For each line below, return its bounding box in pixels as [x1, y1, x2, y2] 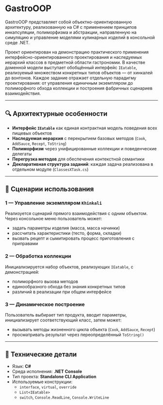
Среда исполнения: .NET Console [12, 368, 82, 374]
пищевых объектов [12, 130, 52, 136]
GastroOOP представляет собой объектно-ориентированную [5, 19, 132, 25]
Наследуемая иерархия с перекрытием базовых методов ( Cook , [12, 135, 147, 141]
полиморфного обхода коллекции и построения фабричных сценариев [5, 85, 153, 91]
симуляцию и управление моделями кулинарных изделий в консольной [5, 35, 155, 40]
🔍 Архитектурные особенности [5, 110, 108, 118]
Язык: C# [12, 363, 32, 369]
